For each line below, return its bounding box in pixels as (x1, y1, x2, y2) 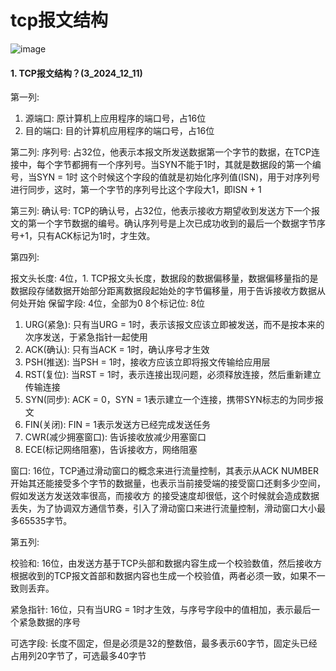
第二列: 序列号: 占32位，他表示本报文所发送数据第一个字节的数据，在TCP (10, 146, 312, 158)
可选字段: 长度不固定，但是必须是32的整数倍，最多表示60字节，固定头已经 (10, 637, 318, 650)
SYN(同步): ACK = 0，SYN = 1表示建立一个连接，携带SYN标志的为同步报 (24, 394, 324, 406)
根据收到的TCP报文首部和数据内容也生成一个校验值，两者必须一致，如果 (10, 570, 308, 582)
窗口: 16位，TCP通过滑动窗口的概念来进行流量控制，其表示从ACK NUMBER (10, 465, 320, 477)
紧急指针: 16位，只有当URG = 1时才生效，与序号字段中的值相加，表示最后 (10, 604, 312, 616)
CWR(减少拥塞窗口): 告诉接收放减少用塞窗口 (24, 431, 207, 443)
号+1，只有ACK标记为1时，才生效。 (10, 230, 156, 242)
